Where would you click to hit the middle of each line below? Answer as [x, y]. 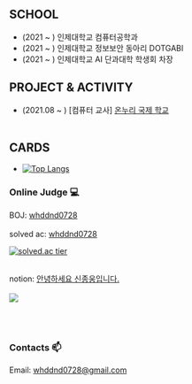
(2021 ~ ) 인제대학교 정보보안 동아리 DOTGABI [103, 48]
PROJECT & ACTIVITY [71, 88]
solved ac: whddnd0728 [53, 234]
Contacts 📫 [35, 347]
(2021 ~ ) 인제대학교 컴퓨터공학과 [80, 37]
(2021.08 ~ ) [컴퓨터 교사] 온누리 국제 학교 [96, 110]
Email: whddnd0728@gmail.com [68, 370]
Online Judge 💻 [44, 192]
